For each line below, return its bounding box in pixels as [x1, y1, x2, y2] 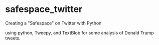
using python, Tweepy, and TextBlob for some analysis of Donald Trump [5, 29, 154, 35]
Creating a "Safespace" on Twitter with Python [5, 20, 102, 26]
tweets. [5, 35, 21, 41]
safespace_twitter [5, 3, 83, 15]
